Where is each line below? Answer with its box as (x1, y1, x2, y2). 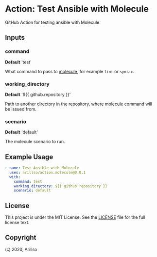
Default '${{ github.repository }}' (5, 91, 71, 97)
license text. (5, 220, 30, 225)
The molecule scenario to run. (5, 139, 65, 145)
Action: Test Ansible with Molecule (5, 3, 149, 15)
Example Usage (5, 153, 53, 161)
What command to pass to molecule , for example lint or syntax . (5, 68, 135, 74)
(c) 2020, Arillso (5, 246, 37, 252)
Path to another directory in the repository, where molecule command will (5, 101, 152, 107)
